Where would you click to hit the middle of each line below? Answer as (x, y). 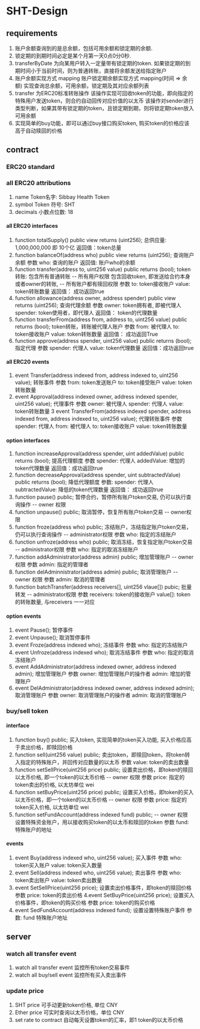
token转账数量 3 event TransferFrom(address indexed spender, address (103, 411)
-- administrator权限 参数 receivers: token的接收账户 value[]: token (109, 595)
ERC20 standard (30, 167)
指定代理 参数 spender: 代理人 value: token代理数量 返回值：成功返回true (104, 348)
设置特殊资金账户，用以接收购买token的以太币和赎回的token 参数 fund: (102, 822)
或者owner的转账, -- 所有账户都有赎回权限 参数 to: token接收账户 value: (102, 283)
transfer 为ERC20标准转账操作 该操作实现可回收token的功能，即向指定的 (104, 93)
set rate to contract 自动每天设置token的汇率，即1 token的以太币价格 (99, 1019)
